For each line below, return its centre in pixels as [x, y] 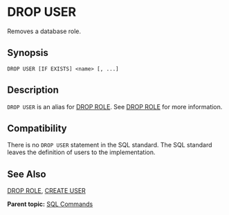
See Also [27, 174]
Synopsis [28, 53]
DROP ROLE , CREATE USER [47, 191]
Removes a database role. [44, 31]
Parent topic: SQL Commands [50, 204]
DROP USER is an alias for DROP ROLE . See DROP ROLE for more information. [115, 106]
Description [33, 90]
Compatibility [37, 128]
